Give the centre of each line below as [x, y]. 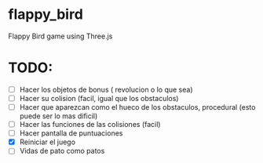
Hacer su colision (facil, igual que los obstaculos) [99, 98]
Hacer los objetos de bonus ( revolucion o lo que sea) [106, 89]
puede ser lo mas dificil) [58, 116]
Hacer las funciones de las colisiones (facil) [90, 125]
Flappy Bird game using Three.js [60, 36]
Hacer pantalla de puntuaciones [71, 133]
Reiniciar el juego [47, 142]
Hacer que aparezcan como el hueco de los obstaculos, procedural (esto [137, 107]
